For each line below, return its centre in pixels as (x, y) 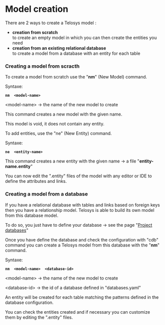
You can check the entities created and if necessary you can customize (78, 312)
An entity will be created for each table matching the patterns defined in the (82, 297)
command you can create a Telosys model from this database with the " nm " (82, 245)
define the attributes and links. (36, 181)
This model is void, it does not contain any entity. (55, 124)
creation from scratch (35, 32)
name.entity (18, 166)
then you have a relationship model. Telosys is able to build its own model (80, 210)
